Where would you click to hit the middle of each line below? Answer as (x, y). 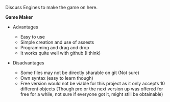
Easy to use (32, 37)
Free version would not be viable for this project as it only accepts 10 (92, 83)
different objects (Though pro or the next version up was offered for (92, 89)
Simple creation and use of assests (57, 42)
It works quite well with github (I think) (60, 53)
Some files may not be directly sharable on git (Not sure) (80, 73)
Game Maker (19, 17)
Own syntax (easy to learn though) (57, 78)
